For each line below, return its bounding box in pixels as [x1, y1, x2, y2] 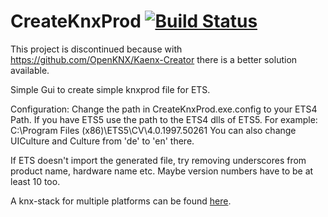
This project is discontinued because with [10, 43, 183, 55]
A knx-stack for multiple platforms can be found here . [10, 195, 232, 207]
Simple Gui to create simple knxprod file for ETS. [10, 83, 211, 95]
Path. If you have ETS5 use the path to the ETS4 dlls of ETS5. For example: [10, 113, 318, 125]
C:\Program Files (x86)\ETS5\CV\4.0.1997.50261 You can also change [10, 124, 297, 136]
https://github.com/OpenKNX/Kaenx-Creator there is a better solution [10, 53, 298, 65]
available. [10, 64, 50, 76]
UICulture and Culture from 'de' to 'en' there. [10, 135, 195, 147]
